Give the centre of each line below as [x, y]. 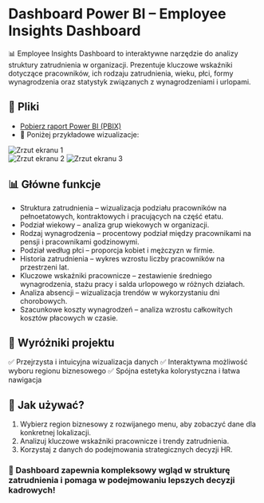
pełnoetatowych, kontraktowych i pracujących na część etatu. [121, 216]
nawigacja [25, 380]
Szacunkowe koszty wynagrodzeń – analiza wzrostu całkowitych [126, 309]
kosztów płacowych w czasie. [69, 318]
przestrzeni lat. [44, 267]
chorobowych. [43, 301]
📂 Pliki [24, 107]
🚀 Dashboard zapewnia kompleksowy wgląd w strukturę [119, 470]
